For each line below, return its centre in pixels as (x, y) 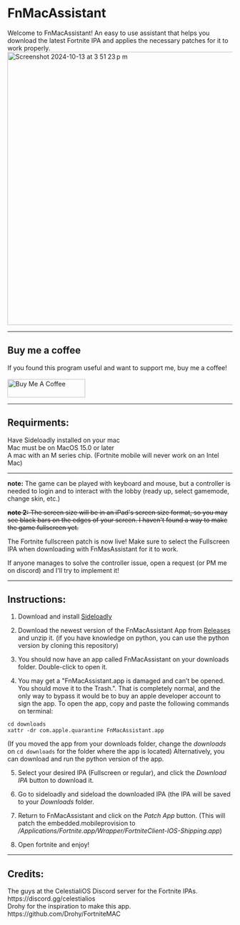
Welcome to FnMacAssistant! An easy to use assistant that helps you (109, 33)
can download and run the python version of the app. (86, 759)
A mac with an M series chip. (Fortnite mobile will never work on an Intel (113, 455)
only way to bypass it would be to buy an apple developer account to (119, 696)
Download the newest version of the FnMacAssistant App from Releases (124, 631)
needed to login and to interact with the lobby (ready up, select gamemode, (119, 491)
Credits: (26, 874)
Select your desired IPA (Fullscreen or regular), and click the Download (122, 773)
